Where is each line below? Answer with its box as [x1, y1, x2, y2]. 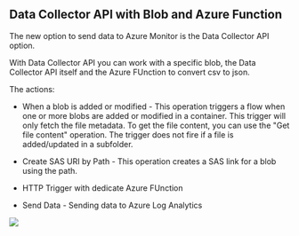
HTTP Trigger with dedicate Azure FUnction [21, 182, 184, 193]
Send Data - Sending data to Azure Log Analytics [21, 200, 203, 210]
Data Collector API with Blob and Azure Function [9, 7, 283, 22]
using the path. [21, 165, 78, 176]
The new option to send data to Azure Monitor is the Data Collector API [9, 30, 270, 41]
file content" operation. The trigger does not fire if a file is [21, 129, 234, 140]
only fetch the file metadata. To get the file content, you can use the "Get [21, 120, 290, 130]
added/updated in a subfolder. [21, 138, 133, 149]
